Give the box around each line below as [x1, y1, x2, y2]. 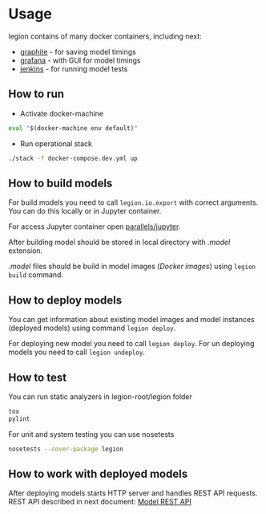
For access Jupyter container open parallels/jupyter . [8, 222, 181, 231]
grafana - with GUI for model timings [19, 55, 141, 65]
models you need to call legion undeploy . [8, 347, 146, 357]
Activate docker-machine [19, 108, 104, 118]
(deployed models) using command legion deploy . [8, 323, 176, 333]
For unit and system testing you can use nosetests [8, 429, 175, 439]
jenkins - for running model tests [19, 63, 128, 73]
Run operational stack [19, 138, 92, 149]
